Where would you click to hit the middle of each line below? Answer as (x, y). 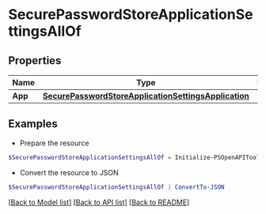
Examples (33, 124)
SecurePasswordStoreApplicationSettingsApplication (146, 96)
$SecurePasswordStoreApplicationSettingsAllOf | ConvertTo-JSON (116, 187)
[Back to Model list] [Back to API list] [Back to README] (99, 202)
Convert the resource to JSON (69, 172)
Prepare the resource (54, 143)
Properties (35, 60)
